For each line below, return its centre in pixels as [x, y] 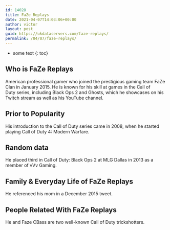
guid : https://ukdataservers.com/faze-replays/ [57, 34]
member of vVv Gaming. [31, 165]
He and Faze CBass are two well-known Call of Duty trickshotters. [75, 222]
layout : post [19, 29]
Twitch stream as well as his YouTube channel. [55, 98]
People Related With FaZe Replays [61, 210]
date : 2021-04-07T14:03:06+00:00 [41, 19]
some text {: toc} [30, 53]
